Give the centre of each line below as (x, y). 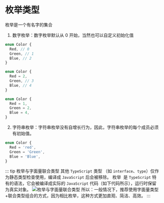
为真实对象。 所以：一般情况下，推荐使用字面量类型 (82, 190)
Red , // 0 (19, 49)
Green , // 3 (22, 81)
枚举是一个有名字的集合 (29, 25)
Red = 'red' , (23, 147)
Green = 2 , (21, 108)
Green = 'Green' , (27, 152)
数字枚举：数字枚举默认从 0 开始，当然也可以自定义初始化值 (73, 35)
